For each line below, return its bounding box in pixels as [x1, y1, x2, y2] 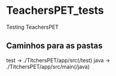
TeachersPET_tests [6, 4, 105, 17]
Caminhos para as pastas [6, 41, 103, 51]
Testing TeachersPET [6, 23, 59, 31]
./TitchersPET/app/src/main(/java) [6, 63, 90, 70]
